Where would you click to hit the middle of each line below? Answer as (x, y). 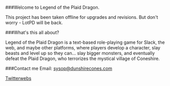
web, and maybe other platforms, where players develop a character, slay (83, 48)
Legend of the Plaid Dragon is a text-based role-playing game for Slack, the (85, 42)
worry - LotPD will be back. (34, 23)
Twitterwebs (18, 78)
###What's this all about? (32, 32)
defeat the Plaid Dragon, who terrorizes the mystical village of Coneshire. (83, 59)
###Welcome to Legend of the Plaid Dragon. (52, 7)
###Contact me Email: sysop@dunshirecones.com (59, 68)
